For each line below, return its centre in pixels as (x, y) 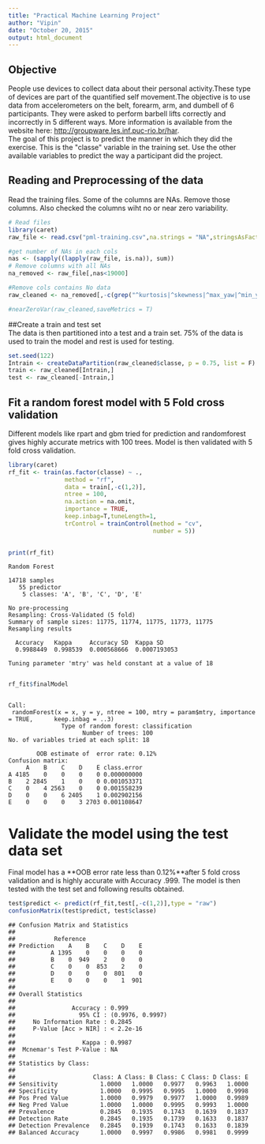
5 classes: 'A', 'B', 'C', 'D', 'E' (83, 595)
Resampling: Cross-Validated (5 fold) (72, 615)
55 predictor (40, 588)
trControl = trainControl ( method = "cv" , (133, 523)
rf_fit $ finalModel (38, 684)
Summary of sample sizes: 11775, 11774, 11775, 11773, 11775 (111, 622)
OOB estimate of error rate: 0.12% (97, 754)
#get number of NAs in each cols (63, 251)
